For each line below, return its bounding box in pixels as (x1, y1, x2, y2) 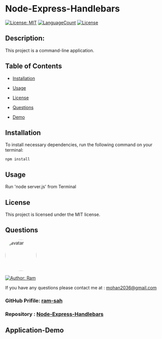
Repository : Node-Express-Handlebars (5, 310, 104, 317)
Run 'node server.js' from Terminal (5, 184, 76, 190)
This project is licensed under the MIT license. (5, 211, 100, 217)
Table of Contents (5, 62, 62, 71)
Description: (5, 34, 45, 43)
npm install (5, 157, 30, 162)
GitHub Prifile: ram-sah (5, 297, 63, 304)
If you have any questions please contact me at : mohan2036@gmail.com (5, 284, 157, 290)
